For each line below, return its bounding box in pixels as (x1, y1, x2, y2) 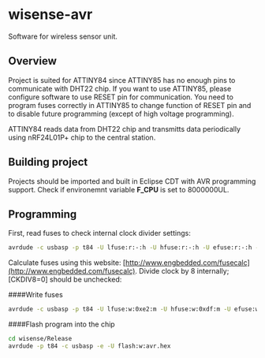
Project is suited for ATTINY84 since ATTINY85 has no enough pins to (8, 75, 236, 84)
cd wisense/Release (8, 335, 73, 343)
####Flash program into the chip (8, 319, 116, 329)
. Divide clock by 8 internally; (135, 267, 230, 276)
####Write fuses (8, 290, 63, 300)
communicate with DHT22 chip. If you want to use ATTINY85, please (8, 84, 232, 93)
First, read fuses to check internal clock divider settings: (8, 229, 191, 238)
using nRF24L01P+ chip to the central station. (8, 132, 156, 142)
